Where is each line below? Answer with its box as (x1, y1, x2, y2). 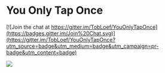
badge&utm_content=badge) (6, 48, 77, 56)
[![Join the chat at (6, 23, 50, 31)
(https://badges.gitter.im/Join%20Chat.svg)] (6, 29, 115, 36)
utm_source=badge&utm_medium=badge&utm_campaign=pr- (6, 42, 159, 50)
